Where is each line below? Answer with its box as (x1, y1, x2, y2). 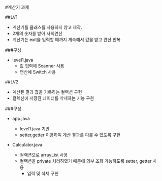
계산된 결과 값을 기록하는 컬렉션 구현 (12, 89, 82, 95)
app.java (12, 115, 30, 121)
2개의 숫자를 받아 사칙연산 (12, 31, 63, 36)
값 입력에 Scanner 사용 (19, 63, 65, 69)
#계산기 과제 (5, 4, 30, 10)
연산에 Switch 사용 (19, 69, 56, 75)
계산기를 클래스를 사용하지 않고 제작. (12, 24, 82, 30)
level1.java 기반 (19, 126, 50, 132)
